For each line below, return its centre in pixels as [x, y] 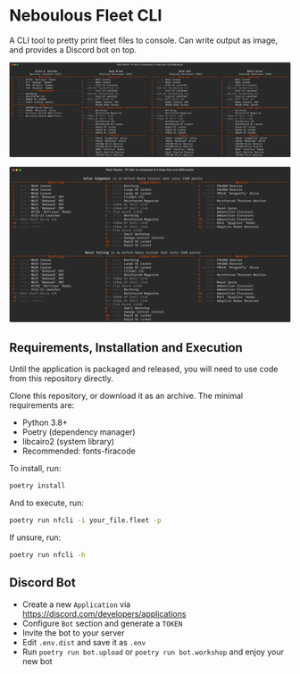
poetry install [37, 486]
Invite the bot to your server [73, 632]
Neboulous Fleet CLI [86, 16]
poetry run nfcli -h [48, 554]
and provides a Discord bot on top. [73, 49]
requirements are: [42, 405]
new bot [37, 661]
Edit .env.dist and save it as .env [84, 642]
